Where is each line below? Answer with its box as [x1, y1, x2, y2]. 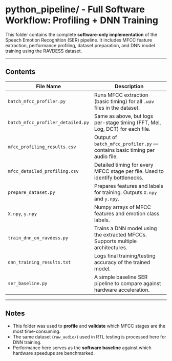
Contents [5, 68, 36, 76]
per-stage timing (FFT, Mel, [94, 119, 161, 126]
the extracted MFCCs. [94, 231, 147, 238]
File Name [36, 83, 61, 90]
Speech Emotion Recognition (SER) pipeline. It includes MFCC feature [5, 37, 153, 43]
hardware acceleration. [94, 286, 150, 293]
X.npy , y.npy [8, 210, 37, 217]
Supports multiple [94, 237, 137, 245]
